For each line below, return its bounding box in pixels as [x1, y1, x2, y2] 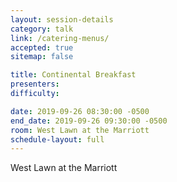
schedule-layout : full [10, 134, 105, 145]
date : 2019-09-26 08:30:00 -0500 [10, 106, 150, 116]
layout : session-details [10, 14, 114, 25]
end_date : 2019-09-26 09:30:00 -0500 [10, 116, 168, 126]
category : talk [10, 24, 74, 34]
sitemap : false [10, 52, 74, 62]
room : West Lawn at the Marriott [10, 125, 150, 135]
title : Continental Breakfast [10, 70, 137, 80]
